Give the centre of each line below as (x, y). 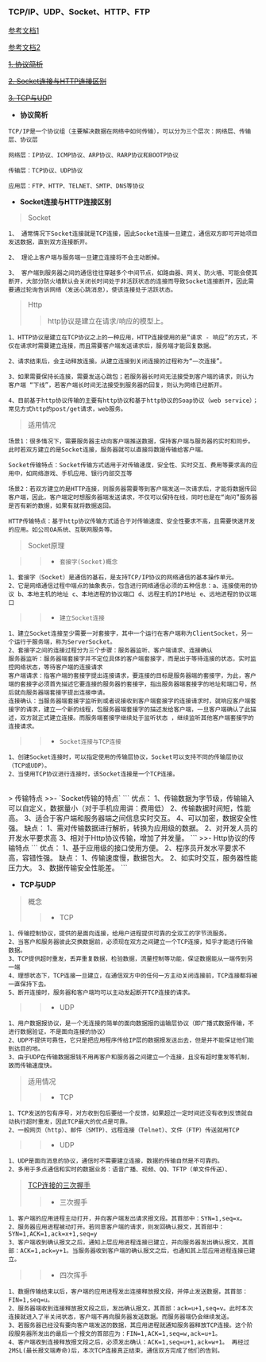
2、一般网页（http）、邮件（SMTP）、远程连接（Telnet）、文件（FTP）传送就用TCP (124, 1130)
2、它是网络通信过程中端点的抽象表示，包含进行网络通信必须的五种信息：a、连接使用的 (130, 586)
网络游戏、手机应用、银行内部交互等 (82, 474)
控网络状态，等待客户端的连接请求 (56, 667)
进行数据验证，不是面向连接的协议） (59, 1032)
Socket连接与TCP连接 (90, 742)
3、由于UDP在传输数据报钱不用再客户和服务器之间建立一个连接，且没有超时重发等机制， (131, 1058)
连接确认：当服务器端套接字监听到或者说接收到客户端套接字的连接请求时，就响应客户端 (129, 701)
